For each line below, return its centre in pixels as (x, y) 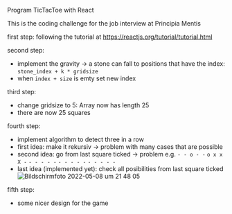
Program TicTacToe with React (51, 10)
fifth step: (21, 189)
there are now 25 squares (54, 113)
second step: (26, 50)
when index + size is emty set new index (77, 78)
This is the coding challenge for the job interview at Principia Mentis (104, 23)
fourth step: (24, 126)
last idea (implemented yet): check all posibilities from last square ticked (120, 169)
